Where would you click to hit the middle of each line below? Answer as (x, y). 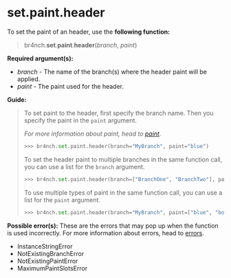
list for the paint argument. (62, 200)
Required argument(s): (40, 58)
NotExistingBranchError (51, 253)
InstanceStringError (45, 246)
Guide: (17, 99)
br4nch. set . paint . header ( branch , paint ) (80, 45)
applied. (29, 79)
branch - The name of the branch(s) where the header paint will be (112, 72)
